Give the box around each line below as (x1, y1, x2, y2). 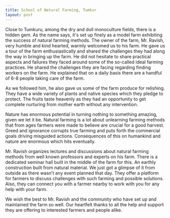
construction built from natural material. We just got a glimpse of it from (5, 164, 155, 171)
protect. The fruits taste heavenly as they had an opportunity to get (5, 95, 146, 102)
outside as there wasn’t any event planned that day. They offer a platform (5, 169, 159, 176)
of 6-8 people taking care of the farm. (5, 75, 85, 81)
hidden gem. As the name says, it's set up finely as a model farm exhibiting (5, 32, 163, 38)
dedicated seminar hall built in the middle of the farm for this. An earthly (5, 159, 156, 165)
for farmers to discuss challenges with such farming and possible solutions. (5, 175, 164, 181)
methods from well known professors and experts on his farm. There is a (5, 154, 158, 160)
